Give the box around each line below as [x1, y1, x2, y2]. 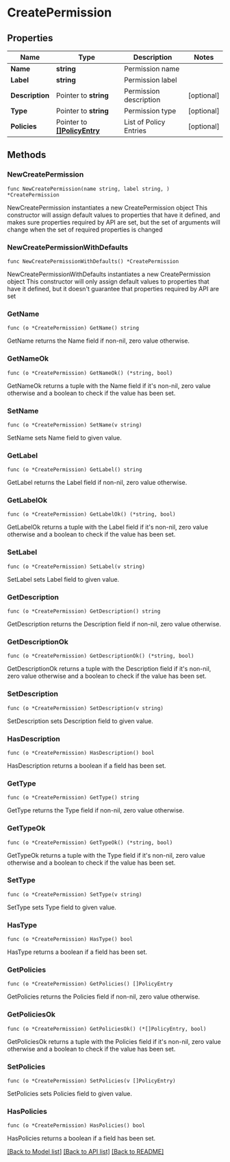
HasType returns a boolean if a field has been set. [7, 948, 148, 956]
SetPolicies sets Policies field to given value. [7, 1090, 132, 1098]
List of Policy [124, 117, 166, 126]
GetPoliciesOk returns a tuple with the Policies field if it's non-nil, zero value [7, 1037, 221, 1045]
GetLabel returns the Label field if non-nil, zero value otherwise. [7, 479, 188, 487]
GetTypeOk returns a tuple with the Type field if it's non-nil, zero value [7, 851, 205, 859]
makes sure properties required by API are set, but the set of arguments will [7, 218, 220, 226]
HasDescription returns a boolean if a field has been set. [7, 761, 166, 770]
